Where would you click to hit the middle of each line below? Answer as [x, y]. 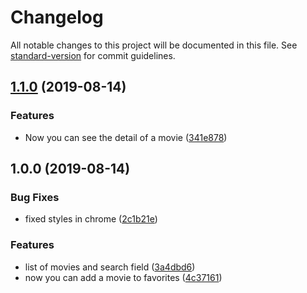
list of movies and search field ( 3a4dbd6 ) [110, 267]
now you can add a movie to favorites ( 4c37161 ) [123, 277]
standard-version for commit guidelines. [93, 55]
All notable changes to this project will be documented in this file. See [154, 45]
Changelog [57, 17]
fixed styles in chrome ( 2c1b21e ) [91, 219]
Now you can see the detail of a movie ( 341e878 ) [126, 137]
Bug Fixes [35, 197]
